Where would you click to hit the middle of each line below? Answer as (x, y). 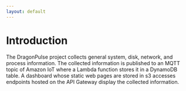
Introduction (37, 40)
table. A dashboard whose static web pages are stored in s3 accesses (91, 75)
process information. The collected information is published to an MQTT (93, 63)
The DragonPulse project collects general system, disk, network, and (89, 57)
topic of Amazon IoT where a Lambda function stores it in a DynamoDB (92, 69)
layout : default (26, 11)
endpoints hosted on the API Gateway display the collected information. (93, 82)
